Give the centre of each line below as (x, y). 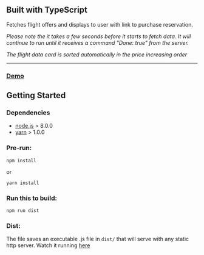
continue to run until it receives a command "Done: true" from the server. (98, 42)
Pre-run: (19, 148)
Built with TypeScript (47, 10)
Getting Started (36, 95)
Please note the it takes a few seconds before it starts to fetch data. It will (99, 36)
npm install (21, 161)
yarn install (23, 183)
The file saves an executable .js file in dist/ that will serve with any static (98, 239)
